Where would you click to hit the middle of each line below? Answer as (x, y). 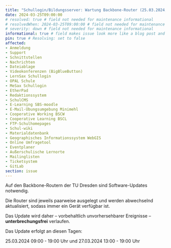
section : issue (21, 171)
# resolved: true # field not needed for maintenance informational (79, 19)
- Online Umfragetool (28, 143)
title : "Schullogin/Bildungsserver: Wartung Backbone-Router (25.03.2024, (86, 10)
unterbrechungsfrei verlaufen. (38, 222)
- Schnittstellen (24, 57)
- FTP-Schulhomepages (28, 123)
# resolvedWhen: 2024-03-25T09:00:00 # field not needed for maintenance (85, 24)
